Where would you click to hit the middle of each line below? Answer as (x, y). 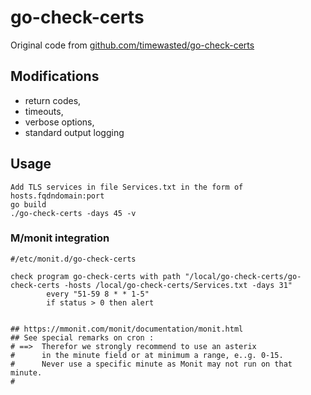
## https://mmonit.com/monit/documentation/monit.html (127, 329)
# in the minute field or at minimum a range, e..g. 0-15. (147, 355)
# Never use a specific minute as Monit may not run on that (151, 364)
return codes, (53, 100)
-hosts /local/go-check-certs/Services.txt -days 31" (178, 285)
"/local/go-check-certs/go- (243, 276)
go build (28, 204)
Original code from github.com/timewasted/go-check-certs (132, 45)
